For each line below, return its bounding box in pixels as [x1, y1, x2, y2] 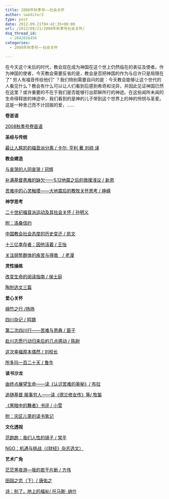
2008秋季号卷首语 [5, 123, 43, 129]
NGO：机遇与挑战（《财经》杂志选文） [5, 445, 84, 451]
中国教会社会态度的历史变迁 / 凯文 [5, 230, 75, 236]
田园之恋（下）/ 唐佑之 [5, 477, 52, 483]
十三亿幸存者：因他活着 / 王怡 [5, 241, 67, 247]
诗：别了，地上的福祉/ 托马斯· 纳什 [5, 488, 77, 494]
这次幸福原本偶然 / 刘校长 [5, 348, 58, 355]
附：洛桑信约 [5, 220, 32, 226]
